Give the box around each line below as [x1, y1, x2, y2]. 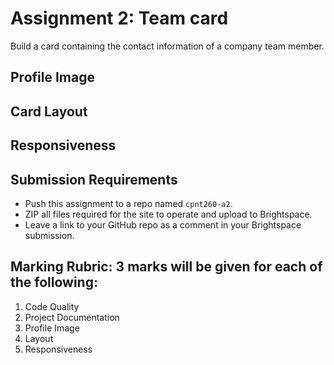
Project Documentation [24, 311, 120, 323]
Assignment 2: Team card [10, 7, 229, 30]
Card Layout [10, 103, 88, 120]
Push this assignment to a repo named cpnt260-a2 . [24, 197, 233, 209]
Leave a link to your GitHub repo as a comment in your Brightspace [24, 218, 302, 231]
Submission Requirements [10, 171, 178, 188]
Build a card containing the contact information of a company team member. [10, 40, 325, 52]
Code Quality [24, 300, 80, 312]
